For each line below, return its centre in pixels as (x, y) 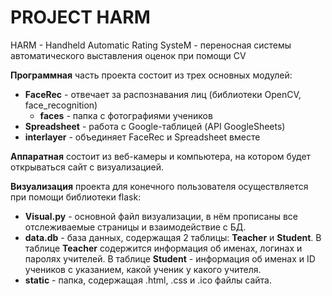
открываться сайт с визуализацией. (87, 167)
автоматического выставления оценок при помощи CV (128, 55)
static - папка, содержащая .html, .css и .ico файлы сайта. (148, 280)
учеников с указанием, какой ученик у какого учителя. (143, 269)
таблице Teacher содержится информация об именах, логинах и (163, 248)
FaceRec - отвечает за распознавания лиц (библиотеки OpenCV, (163, 94)
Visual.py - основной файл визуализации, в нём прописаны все (161, 216)
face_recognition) (61, 105)
